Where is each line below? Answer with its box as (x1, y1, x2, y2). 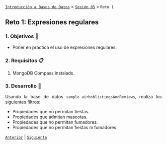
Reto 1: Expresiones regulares (5, 18, 99, 26)
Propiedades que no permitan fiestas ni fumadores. (12, 125, 118, 131)
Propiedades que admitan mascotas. (12, 114, 88, 120)
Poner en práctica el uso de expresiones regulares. (12, 44, 117, 50)
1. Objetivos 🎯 (5, 33, 39, 40)
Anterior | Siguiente (5, 134, 47, 140)
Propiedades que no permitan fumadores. (12, 119, 98, 125)
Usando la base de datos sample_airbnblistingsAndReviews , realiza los (5, 94, 163, 100)
